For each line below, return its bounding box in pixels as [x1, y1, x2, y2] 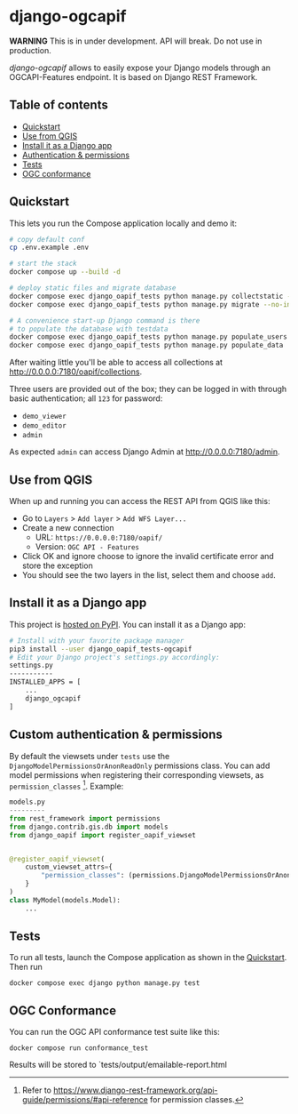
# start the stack [9, 260, 77, 268]
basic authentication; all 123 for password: [9, 393, 163, 404]
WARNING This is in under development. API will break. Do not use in [9, 36, 263, 46]
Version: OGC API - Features [35, 541, 140, 552]
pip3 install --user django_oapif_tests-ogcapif [9, 645, 192, 653]
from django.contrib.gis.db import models [9, 822, 169, 831]
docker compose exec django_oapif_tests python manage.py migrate [9, 300, 260, 309]
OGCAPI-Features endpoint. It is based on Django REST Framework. [9, 71, 258, 82]
